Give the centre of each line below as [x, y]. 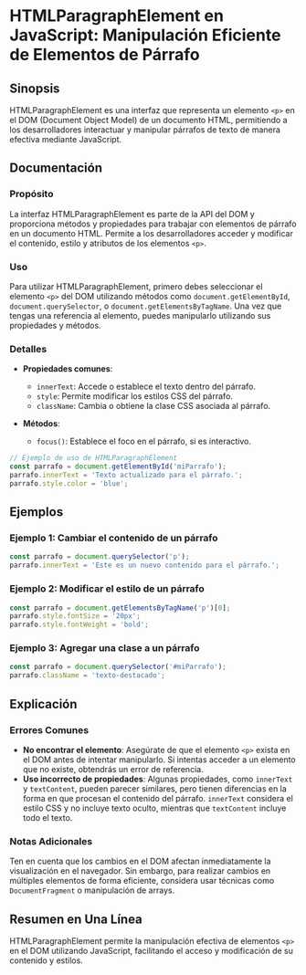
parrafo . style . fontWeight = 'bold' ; [79, 625]
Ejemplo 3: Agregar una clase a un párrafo [105, 648]
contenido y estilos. [47, 960]
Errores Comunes [49, 729]
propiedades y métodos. [56, 325]
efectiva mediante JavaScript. [65, 139]
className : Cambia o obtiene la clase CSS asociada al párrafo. [153, 406]
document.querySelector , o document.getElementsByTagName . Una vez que [146, 306]
